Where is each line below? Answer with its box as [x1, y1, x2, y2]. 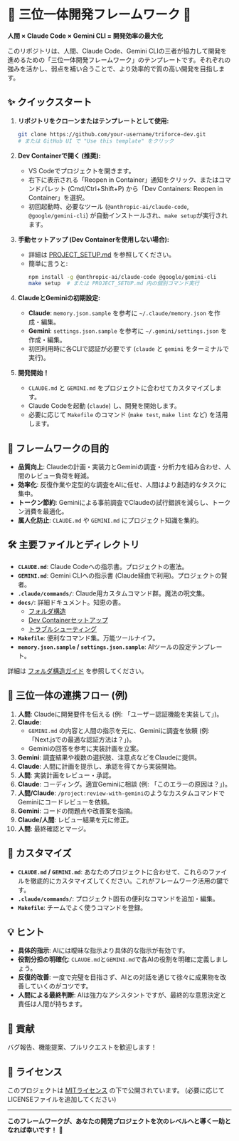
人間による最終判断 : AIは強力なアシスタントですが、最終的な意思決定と [17, 991, 226, 999]
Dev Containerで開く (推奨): [17, 151, 101, 160]
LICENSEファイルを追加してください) [7, 1095, 117, 1103]
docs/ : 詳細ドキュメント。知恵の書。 [17, 598, 125, 606]
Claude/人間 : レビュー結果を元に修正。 [17, 815, 133, 824]
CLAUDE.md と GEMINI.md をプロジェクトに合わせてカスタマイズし [28, 384, 216, 392]
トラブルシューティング [28, 625, 97, 633]
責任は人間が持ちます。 [17, 1000, 87, 1008]
